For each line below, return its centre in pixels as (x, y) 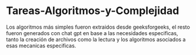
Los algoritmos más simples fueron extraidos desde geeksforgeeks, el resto (98, 27)
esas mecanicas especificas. (41, 46)
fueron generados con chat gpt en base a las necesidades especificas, (92, 33)
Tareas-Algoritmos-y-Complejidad (93, 11)
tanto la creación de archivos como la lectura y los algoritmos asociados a (96, 39)
